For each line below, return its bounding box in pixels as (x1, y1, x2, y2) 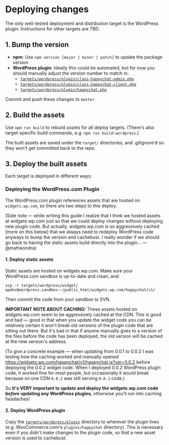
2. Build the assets (5, 111, 65, 120)
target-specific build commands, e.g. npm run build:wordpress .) (5, 129, 139, 135)
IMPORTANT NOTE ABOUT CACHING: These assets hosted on (5, 306, 138, 312)
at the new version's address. (5, 338, 67, 345)
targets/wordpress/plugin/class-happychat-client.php (20, 82, 137, 87)
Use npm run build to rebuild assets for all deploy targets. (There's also (5, 124, 155, 130)
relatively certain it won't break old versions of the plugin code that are (5, 322, 153, 328)
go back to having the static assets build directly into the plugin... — (5, 239, 147, 246)
